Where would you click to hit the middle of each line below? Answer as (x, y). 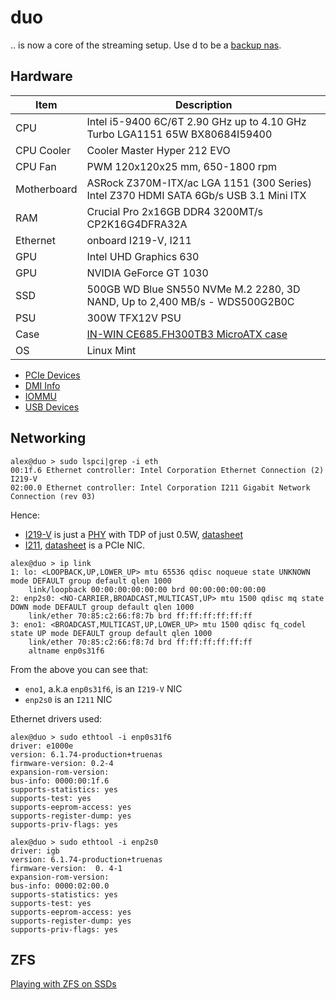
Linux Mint (111, 350)
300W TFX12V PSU (134, 318)
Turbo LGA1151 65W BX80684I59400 (179, 134)
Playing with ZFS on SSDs (63, 984)
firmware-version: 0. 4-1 (66, 868)
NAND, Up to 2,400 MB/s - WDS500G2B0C (190, 301)
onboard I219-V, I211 (139, 240)
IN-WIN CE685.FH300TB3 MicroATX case (187, 334)
